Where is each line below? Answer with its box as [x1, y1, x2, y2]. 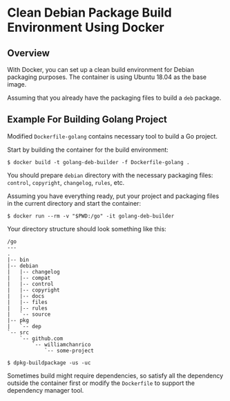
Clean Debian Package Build [7, 5, 172, 21]
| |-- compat [7, 274, 51, 281]
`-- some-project [44, 347, 95, 354]
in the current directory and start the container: [7, 199, 142, 207]
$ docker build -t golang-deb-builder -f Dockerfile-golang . [7, 159, 190, 166]
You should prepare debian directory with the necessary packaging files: [7, 171, 213, 179]
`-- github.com [19, 335, 64, 342]
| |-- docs [7, 292, 45, 299]
